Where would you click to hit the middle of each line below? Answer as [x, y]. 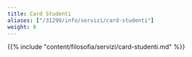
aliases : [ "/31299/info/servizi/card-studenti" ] [81, 20]
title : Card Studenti [39, 14]
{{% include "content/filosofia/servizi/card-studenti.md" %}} [96, 47]
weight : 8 [22, 27]
